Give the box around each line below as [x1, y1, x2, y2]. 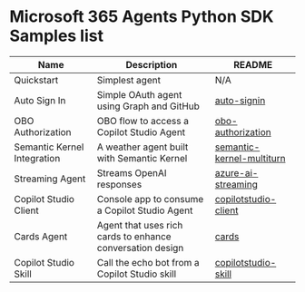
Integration [14, 151, 61, 164]
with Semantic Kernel [96, 151, 188, 164]
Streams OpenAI [96, 166, 167, 179]
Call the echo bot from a [96, 256, 200, 268]
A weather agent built [96, 141, 189, 153]
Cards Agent [14, 229, 68, 242]
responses [96, 178, 143, 190]
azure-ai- [214, 166, 259, 179]
